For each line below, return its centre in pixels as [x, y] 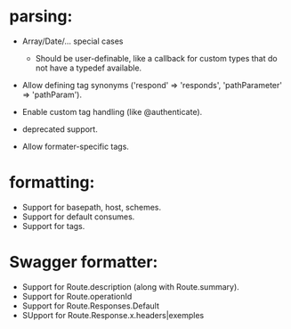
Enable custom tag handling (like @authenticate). [112, 111]
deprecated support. [60, 129]
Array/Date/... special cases [73, 41]
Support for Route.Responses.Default [91, 306]
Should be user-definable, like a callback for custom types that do [156, 58]
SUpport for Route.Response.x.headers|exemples [113, 315]
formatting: [52, 182]
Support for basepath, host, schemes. [92, 207]
